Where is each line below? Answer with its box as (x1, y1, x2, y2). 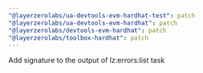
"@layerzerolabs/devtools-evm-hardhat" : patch (8, 26, 167, 34)
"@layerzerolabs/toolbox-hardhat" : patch (8, 33, 149, 42)
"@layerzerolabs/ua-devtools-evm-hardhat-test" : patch (8, 11, 196, 20)
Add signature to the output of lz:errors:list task (8, 56, 165, 65)
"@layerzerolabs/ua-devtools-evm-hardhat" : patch (8, 19, 178, 27)
